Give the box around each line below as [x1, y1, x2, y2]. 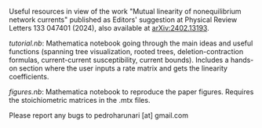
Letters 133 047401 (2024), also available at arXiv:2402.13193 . [9, 24, 210, 32]
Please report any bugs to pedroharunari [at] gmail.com [9, 111, 189, 120]
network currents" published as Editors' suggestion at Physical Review [9, 15, 238, 24]
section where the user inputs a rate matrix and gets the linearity [19, 64, 228, 73]
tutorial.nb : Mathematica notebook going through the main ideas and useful [9, 38, 253, 48]
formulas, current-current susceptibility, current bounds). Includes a [9, 55, 230, 64]
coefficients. [9, 72, 49, 81]
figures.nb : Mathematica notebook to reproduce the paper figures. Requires [9, 87, 254, 97]
